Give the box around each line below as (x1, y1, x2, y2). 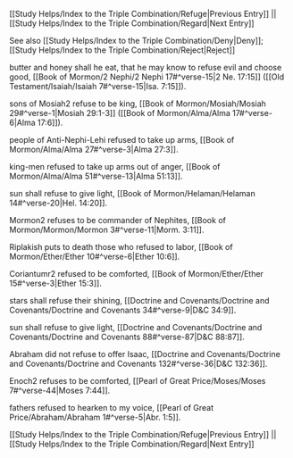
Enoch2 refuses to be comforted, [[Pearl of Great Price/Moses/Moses (9, 376, 266, 386)
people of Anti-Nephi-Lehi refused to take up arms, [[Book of (9, 135, 235, 145)
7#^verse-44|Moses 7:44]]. (9, 385, 111, 396)
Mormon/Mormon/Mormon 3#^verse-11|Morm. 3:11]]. (9, 224, 205, 235)
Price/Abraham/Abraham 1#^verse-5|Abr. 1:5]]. (9, 412, 181, 422)
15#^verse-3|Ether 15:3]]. (9, 278, 103, 288)
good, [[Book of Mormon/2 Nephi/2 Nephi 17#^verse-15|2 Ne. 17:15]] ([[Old (9, 71, 284, 82)
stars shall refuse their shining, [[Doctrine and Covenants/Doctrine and (9, 296, 270, 305)
